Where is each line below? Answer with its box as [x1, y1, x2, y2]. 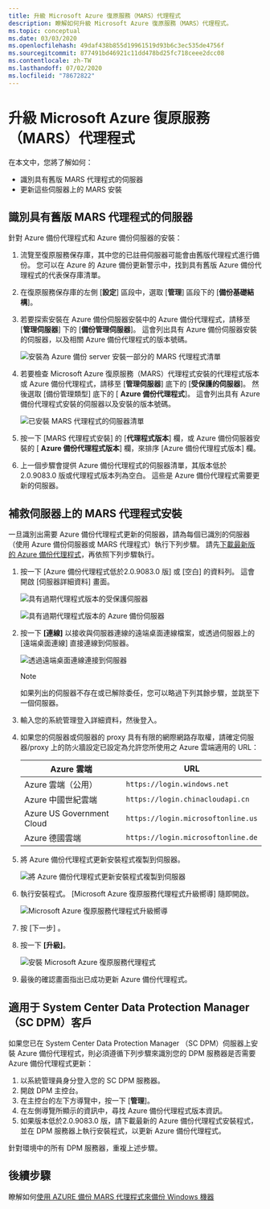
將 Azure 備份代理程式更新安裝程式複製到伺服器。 [19, 855, 185, 864]
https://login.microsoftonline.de [125, 833, 258, 843]
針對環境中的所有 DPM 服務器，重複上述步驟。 [8, 1143, 162, 1153]
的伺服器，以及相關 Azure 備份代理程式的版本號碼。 [19, 335, 192, 345]
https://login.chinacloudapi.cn [125, 795, 250, 804]
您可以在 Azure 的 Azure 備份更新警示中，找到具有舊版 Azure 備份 [35, 260, 255, 270]
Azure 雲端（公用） [23, 779, 98, 790]
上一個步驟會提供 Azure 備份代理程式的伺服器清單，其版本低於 [19, 461, 227, 470]
